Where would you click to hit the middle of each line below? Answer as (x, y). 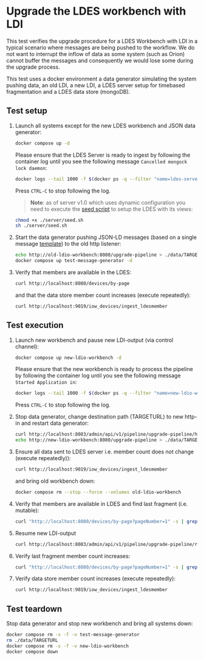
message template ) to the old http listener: (68, 244)
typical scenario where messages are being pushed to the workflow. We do (100, 48)
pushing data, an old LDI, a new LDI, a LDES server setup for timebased (96, 85)
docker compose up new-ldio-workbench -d (68, 358)
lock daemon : (31, 168)
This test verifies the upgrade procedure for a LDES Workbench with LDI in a (102, 41)
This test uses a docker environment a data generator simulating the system (101, 79)
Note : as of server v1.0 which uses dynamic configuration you (108, 202)
